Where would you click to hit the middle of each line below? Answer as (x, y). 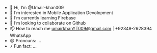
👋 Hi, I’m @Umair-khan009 (37, 8)
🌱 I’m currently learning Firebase (43, 18)
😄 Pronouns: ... (26, 41)
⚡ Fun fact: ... (23, 46)
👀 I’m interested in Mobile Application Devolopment (62, 13)
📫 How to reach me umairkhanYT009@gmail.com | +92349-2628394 (81, 28)
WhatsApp (20, 35)
